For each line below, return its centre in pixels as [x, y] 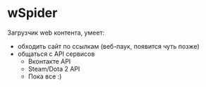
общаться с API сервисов [56, 54]
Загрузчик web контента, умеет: [56, 33]
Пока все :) [45, 76]
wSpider [32, 13]
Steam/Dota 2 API [54, 69]
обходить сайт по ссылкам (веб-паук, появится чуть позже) [108, 46]
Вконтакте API [49, 61]
